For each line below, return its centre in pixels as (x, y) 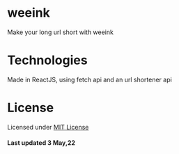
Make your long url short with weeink (60, 32)
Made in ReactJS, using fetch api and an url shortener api (89, 79)
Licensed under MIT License (48, 127)
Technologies (48, 60)
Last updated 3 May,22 (41, 143)
